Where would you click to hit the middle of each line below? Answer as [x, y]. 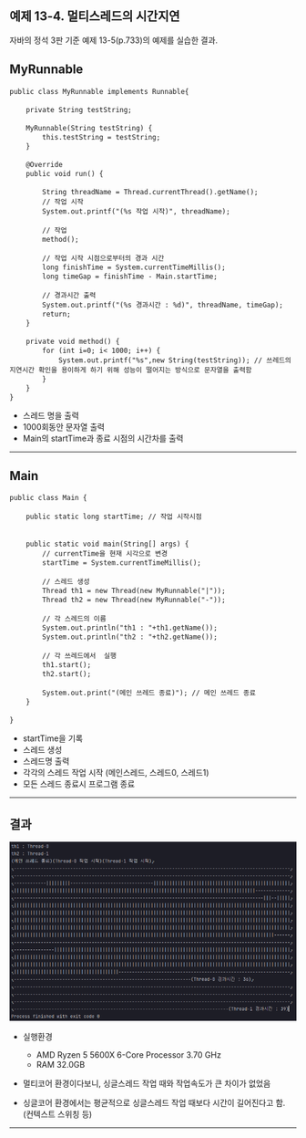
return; [56, 314]
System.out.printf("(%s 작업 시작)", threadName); [136, 211]
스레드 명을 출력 [51, 415]
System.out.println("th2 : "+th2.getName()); [130, 637]
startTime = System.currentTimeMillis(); [122, 563]
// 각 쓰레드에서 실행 [79, 656]
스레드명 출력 [46, 761]
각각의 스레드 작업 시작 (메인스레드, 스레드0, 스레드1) [116, 773]
